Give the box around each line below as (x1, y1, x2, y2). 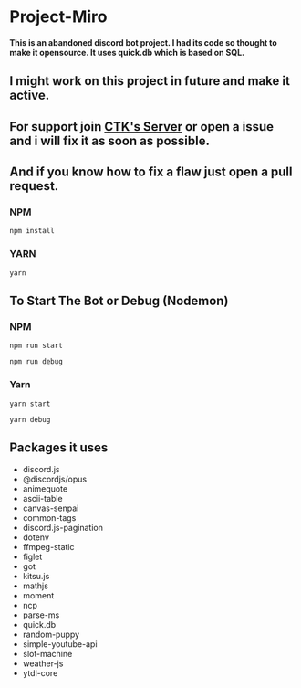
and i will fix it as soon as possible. (9, 132, 210, 148)
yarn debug (9, 415, 51, 424)
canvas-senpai (22, 503, 79, 513)
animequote (22, 483, 68, 494)
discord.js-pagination (22, 523, 103, 534)
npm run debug (9, 357, 64, 366)
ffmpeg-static (22, 542, 75, 553)
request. (9, 178, 59, 194)
